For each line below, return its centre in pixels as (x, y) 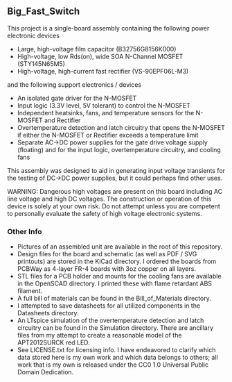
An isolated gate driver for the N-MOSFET (77, 98)
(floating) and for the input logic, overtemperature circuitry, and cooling (119, 149)
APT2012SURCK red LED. (53, 342)
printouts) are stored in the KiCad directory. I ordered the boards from (117, 261)
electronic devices (34, 35)
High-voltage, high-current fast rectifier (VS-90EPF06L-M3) (103, 71)
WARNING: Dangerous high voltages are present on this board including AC (115, 191)
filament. (30, 291)
